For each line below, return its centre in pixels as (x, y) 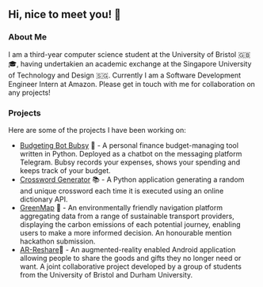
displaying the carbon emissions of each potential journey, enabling (130, 224)
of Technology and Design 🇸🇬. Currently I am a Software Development (125, 75)
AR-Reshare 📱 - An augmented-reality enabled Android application (128, 249)
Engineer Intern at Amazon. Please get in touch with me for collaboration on (132, 84)
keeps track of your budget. (65, 170)
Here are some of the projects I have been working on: (97, 130)
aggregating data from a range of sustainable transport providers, (127, 216)
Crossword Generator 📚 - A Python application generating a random (132, 179)
